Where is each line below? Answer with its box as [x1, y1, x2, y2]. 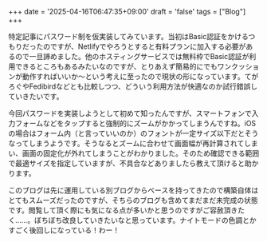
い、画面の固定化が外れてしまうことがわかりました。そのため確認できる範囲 [8, 149, 260, 158]
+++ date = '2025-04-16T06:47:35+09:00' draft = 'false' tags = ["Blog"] [8, 7, 246, 16]
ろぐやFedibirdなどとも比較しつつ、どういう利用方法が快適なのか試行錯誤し [8, 81, 258, 91]
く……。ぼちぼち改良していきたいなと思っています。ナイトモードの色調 [8, 216, 243, 224]
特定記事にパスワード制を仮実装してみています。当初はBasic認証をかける [8, 32, 249, 41]
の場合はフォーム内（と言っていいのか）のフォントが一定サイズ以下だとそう [8, 129, 259, 138]
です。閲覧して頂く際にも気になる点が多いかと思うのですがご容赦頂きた [8, 205, 245, 215]
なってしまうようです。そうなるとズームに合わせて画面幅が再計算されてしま [8, 139, 259, 148]
